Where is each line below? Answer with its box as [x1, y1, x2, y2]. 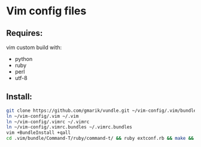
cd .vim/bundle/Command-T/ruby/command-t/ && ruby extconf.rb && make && [6, 136, 194, 142]
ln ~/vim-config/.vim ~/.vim [6, 113, 79, 119]
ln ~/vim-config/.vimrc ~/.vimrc [6, 118, 90, 125]
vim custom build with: [6, 44, 62, 51]
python [14, 56, 33, 62]
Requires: [6, 28, 43, 38]
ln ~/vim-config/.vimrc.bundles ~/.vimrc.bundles [6, 124, 133, 130]
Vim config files [6, 4, 87, 18]
